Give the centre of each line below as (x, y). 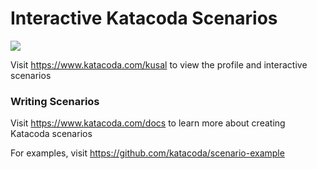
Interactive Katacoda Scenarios (144, 18)
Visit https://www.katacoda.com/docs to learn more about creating (148, 123)
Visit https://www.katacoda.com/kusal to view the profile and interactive (159, 64)
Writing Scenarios (55, 101)
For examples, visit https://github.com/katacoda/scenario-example (147, 153)
